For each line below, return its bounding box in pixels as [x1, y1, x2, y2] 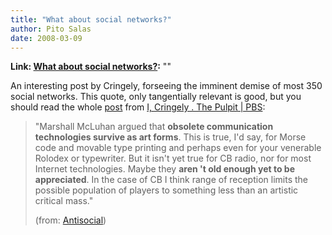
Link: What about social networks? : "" [10, 61, 172, 73]
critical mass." [34, 195, 94, 207]
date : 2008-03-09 [10, 33, 83, 43]
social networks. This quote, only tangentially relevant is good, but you [10, 91, 302, 103]
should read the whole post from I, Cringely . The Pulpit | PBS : [10, 101, 266, 113]
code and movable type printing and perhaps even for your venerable [34, 142, 322, 154]
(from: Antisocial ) [34, 214, 107, 226]
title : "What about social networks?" [10, 14, 172, 25]
